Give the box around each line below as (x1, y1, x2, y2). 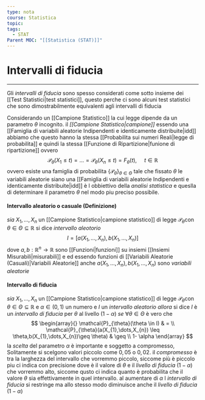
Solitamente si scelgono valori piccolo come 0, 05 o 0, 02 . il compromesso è (7, 348, 197, 355)
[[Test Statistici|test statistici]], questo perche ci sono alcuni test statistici (7, 96, 190, 103)
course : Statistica (7, 15, 57, 21)
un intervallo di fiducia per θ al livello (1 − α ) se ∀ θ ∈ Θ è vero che (7, 310, 173, 317)
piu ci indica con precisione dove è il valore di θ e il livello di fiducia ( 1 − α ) (7, 361, 193, 369)
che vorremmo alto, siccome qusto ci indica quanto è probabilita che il (7, 368, 183, 375)
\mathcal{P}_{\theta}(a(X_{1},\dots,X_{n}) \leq (46, 326, 160, 333)
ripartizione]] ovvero (7, 146, 58, 154)
